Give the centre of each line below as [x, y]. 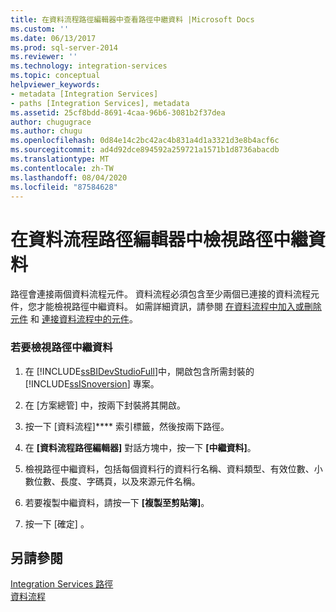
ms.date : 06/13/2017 [53, 38]
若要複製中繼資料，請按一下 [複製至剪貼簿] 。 [117, 502]
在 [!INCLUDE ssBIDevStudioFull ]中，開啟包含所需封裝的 [139, 371]
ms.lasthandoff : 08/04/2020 [69, 177]
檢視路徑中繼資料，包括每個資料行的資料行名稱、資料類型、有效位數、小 [173, 468]
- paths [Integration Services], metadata [100, 103]
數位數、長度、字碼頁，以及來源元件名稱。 [112, 481]
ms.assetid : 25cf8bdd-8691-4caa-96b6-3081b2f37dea [118, 112]
